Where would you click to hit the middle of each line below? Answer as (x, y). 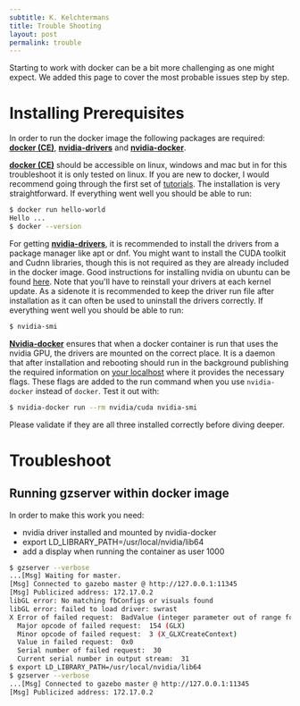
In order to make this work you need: (77, 515)
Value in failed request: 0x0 (75, 643)
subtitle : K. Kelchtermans (59, 17)
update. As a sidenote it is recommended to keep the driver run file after (142, 290)
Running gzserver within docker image (119, 494)
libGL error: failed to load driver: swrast (93, 609)
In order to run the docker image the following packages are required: (137, 139)
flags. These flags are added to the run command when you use (127, 382)
